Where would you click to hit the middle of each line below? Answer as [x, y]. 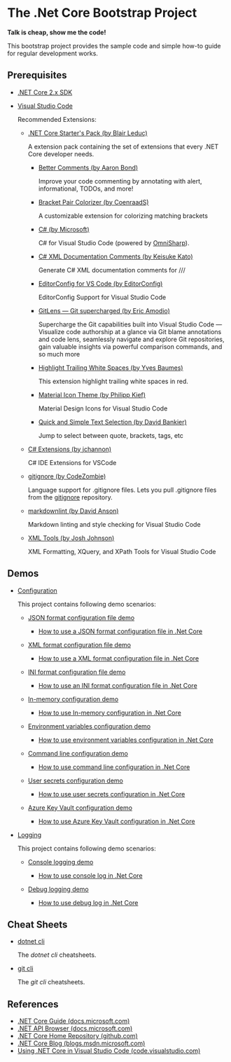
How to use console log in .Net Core [90, 875]
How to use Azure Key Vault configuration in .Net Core [117, 821]
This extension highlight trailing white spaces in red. [113, 381]
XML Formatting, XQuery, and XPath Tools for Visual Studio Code [122, 551]
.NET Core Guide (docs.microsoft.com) [73, 1021]
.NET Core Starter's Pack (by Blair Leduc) [88, 133]
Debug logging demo [58, 889]
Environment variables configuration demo [89, 726]
